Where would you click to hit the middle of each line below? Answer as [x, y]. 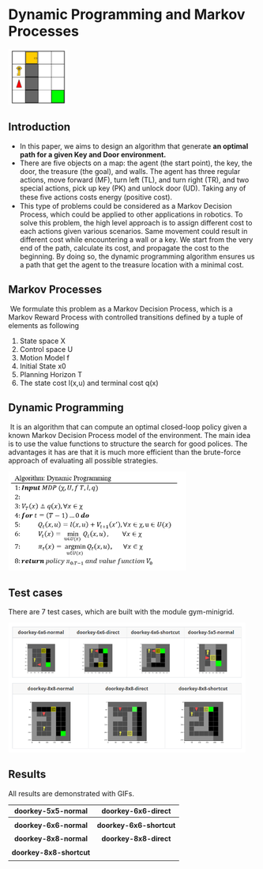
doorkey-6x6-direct [136, 811]
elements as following [44, 325]
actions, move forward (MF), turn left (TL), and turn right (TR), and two [134, 179]
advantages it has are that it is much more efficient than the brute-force [124, 452]
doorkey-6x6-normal [51, 825]
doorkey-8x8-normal [51, 839]
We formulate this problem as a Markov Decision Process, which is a [121, 308]
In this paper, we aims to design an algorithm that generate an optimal [134, 146]
